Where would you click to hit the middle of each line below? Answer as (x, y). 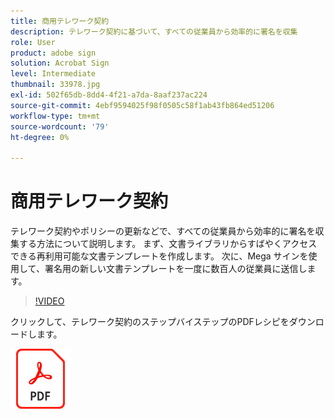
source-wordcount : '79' (60, 126)
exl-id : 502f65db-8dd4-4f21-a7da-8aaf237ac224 (109, 95)
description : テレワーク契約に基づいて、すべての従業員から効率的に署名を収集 (154, 31)
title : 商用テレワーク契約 (60, 21)
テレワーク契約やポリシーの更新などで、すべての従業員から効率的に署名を (163, 231)
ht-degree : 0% (40, 137)
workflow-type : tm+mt (55, 116)
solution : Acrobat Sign (60, 63)
